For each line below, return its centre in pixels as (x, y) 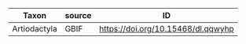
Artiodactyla (35, 29)
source (78, 15)
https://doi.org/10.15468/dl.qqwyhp (167, 29)
